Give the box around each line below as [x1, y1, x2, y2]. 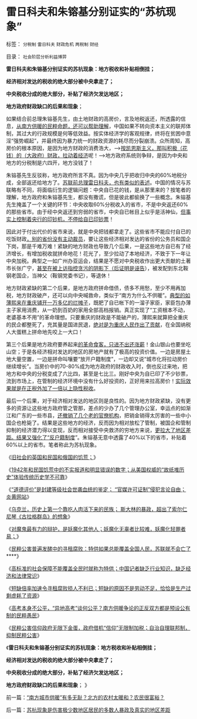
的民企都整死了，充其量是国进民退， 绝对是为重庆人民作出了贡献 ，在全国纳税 [6, 321, 191, 328]
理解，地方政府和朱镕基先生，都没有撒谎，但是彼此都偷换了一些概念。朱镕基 [6, 193, 191, 200]
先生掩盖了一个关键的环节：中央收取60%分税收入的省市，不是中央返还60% [6, 200, 189, 208]
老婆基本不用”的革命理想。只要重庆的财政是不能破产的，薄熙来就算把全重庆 [6, 314, 189, 321]
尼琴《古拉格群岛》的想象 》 [6, 513, 73, 520]
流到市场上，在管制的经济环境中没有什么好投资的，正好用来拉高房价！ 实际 [6, 377, 186, 384]
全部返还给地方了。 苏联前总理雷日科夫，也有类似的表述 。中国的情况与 [16, 179, 186, 186]
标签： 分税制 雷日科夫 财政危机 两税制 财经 [6, 40, 99, 47]
